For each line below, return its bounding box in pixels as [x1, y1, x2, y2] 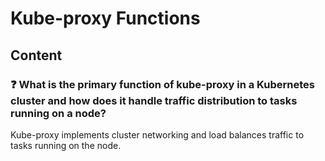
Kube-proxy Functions [10, 7, 201, 30]
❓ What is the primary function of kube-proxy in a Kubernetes [10, 77, 315, 91]
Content [10, 47, 63, 64]
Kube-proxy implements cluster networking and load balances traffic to [10, 128, 305, 141]
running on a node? [10, 106, 107, 120]
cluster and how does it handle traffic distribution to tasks [10, 93, 298, 107]
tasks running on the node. [10, 139, 122, 151]
